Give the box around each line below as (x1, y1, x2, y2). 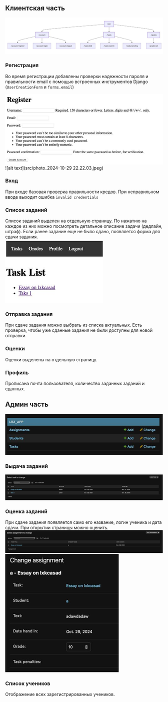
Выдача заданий (5, 463, 48, 470)
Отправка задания (5, 311, 53, 318)
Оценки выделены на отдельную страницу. (5, 356, 97, 362)
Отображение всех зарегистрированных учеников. (5, 691, 115, 697)
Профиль (5, 369, 29, 376)
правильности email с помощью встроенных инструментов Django (5, 79, 148, 85)
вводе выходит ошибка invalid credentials (5, 194, 98, 200)
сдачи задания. (5, 234, 38, 240)
